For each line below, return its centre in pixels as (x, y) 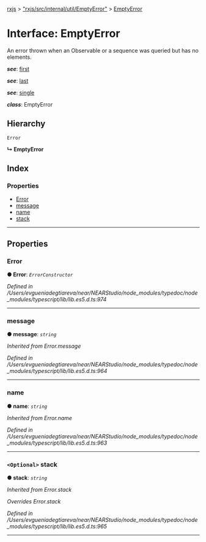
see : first (18, 69)
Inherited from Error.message (44, 346)
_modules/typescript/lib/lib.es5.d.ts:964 (57, 371)
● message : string (32, 334)
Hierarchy (26, 124)
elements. (20, 57)
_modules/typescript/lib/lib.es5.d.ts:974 (57, 299)
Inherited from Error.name (40, 418)
